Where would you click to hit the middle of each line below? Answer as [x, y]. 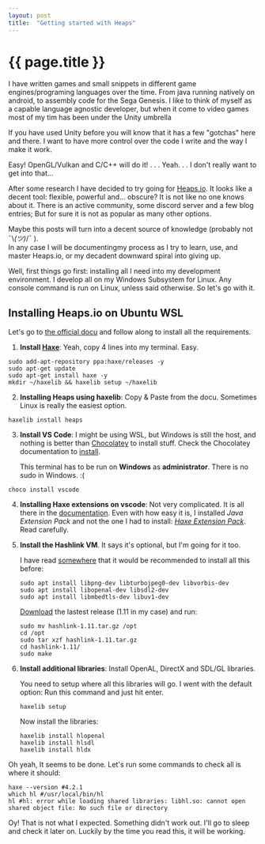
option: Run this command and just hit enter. [91, 692]
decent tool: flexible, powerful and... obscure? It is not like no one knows [126, 197]
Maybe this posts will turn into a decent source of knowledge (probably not [131, 229]
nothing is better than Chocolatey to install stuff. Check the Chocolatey [135, 443]
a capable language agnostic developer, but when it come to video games [129, 109]
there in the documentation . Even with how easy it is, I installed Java [131, 513]
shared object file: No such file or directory [88, 808]
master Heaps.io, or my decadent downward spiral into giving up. [115, 256]
